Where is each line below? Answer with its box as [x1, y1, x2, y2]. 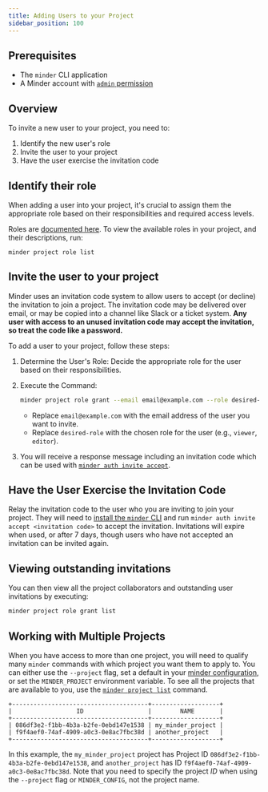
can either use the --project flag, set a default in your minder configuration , [8, 667, 259, 677]
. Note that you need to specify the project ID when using [69, 766, 258, 776]
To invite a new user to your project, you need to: [8, 123, 170, 133]
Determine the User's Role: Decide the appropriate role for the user [19, 356, 242, 366]
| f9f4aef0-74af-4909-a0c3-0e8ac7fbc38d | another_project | [8, 728, 224, 736]
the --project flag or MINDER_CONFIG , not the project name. [8, 774, 200, 784]
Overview [8, 102, 58, 115]
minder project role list [8, 248, 94, 257]
